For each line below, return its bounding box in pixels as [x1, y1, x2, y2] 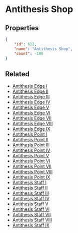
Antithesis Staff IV [12, 196, 50, 202]
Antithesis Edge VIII [12, 121, 53, 127]
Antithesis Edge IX [12, 126, 50, 132]
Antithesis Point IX [12, 174, 50, 180]
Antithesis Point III [12, 142, 50, 148]
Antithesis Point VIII [12, 169, 53, 175]
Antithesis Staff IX [12, 222, 50, 228]
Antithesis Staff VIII [12, 217, 52, 223]
